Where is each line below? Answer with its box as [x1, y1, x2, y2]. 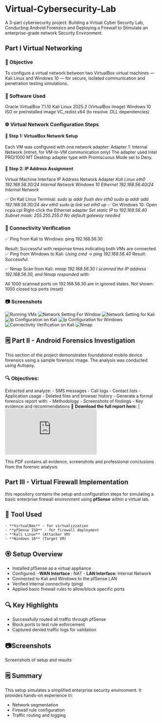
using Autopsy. [5, 362, 35, 368]
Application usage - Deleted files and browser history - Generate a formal [5, 393, 153, 399]
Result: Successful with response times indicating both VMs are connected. [5, 245, 157, 251]
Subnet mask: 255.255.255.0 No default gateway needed [5, 213, 121, 219]
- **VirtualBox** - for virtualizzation [5, 523, 89, 528]
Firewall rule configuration [12, 707, 65, 713]
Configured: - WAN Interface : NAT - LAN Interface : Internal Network [12, 570, 151, 576]
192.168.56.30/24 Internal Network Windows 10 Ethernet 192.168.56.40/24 [5, 182, 154, 188]
